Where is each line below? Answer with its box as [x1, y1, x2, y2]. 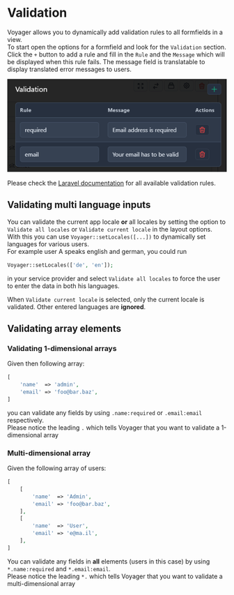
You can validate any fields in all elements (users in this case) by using [7, 557, 210, 566]
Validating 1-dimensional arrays [7, 343, 117, 353]
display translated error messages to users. [7, 65, 132, 73]
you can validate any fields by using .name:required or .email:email [7, 408, 203, 416]
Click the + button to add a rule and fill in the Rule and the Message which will [7, 50, 225, 59]
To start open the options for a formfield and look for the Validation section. [7, 43, 226, 51]
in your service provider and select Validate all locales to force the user [7, 274, 221, 283]
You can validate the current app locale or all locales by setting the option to [7, 218, 226, 226]
